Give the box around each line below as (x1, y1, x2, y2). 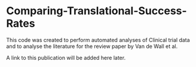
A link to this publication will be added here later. (6, 54, 126, 61)
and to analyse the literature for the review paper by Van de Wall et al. (6, 43, 178, 50)
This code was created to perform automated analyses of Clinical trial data (6, 36, 190, 43)
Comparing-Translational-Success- (6, 4, 187, 18)
